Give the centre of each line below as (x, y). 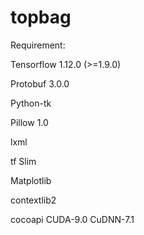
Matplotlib (31, 180)
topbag (41, 17)
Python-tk (31, 103)
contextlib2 (33, 200)
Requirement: (38, 45)
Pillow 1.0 (29, 122)
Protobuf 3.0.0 (40, 83)
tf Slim (23, 161)
